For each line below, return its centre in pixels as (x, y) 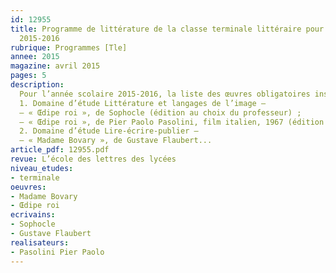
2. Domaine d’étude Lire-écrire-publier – (109, 131)
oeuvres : (28, 187)
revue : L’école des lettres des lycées (93, 159)
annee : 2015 (35, 57)
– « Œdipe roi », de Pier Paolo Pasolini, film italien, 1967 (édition (172, 122)
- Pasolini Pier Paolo (57, 252)
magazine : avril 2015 (55, 66)
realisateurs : (40, 242)
